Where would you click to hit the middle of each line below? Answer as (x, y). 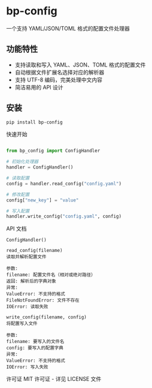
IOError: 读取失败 (27, 307)
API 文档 (16, 228)
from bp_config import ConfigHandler (53, 151)
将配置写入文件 (22, 324)
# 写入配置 (18, 211)
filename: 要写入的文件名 (35, 342)
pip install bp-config (34, 122)
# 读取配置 (18, 178)
